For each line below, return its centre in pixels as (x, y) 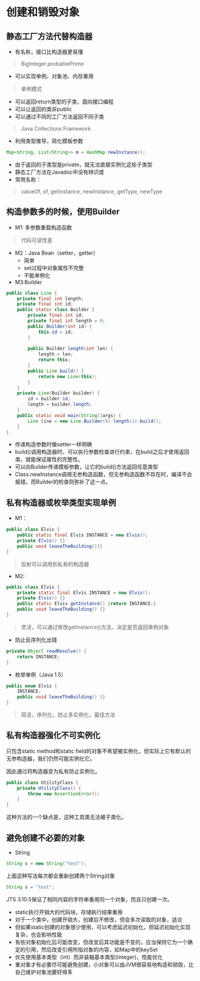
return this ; (54, 360)
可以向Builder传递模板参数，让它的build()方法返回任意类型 (86, 467)
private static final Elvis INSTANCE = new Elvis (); (84, 593)
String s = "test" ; (30, 887)
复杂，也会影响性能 (39, 934)
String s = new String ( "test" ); (46, 864)
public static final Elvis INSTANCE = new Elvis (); (82, 535)
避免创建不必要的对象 (45, 837)
